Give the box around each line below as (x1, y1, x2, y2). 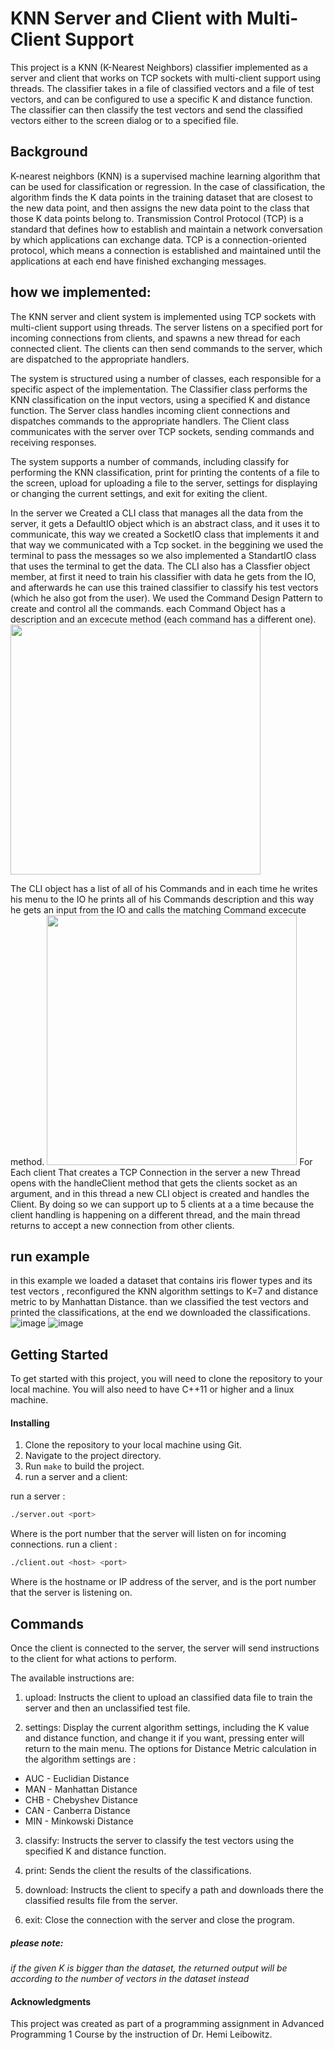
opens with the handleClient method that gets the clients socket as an (10, 1177, 298, 1189)
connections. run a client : (10, 1538, 118, 1551)
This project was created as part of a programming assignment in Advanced (10, 2018, 325, 2030)
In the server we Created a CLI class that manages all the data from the (10, 507, 304, 519)
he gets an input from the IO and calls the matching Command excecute (10, 903, 307, 916)
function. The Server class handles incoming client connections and (10, 404, 291, 416)
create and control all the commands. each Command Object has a (10, 602, 286, 614)
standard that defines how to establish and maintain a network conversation (10, 223, 323, 235)
